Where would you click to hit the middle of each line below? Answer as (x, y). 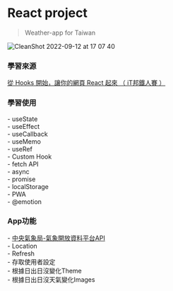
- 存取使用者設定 (31, 262)
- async (18, 171)
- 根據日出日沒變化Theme (45, 270)
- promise (22, 179)
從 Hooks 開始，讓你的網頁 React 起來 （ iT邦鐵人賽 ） (86, 83)
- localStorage (28, 186)
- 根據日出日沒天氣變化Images (51, 279)
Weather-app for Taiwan (60, 33)
